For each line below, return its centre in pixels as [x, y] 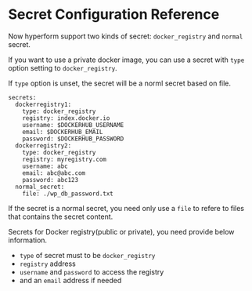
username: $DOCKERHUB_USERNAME [73, 125]
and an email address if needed [70, 280]
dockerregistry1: [43, 104]
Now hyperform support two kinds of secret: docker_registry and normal [126, 36]
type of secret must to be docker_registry [87, 255]
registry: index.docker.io [66, 118]
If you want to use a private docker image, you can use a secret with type [126, 60]
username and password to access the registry [92, 271]
